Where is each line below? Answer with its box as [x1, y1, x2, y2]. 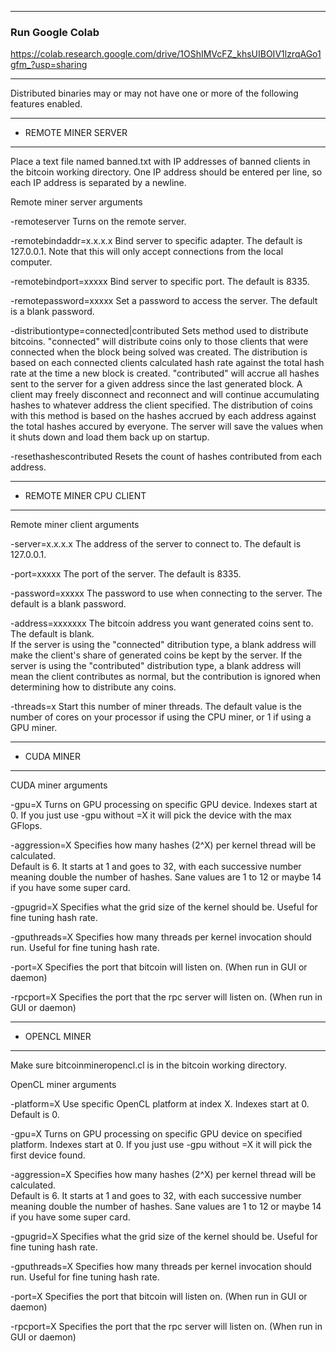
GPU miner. [10, 722, 58, 734]
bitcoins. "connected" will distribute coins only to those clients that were [10, 336, 309, 348]
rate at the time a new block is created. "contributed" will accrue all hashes [10, 367, 320, 380]
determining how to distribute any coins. [10, 681, 177, 693]
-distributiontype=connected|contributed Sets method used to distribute [10, 325, 309, 337]
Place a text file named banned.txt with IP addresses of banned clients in [10, 156, 311, 168]
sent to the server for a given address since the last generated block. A [10, 378, 303, 390]
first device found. [10, 1149, 86, 1161]
